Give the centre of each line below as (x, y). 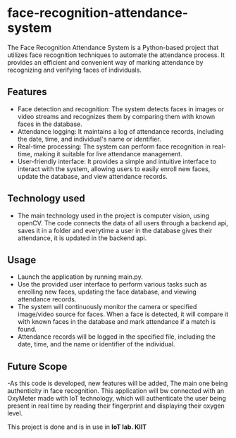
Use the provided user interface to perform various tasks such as (112, 284)
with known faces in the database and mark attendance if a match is (117, 322)
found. (27, 330)
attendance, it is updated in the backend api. (82, 238)
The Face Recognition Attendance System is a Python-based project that (113, 47)
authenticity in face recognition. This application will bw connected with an (116, 391)
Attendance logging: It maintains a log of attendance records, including (120, 131)
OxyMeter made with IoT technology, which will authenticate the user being (117, 399)
